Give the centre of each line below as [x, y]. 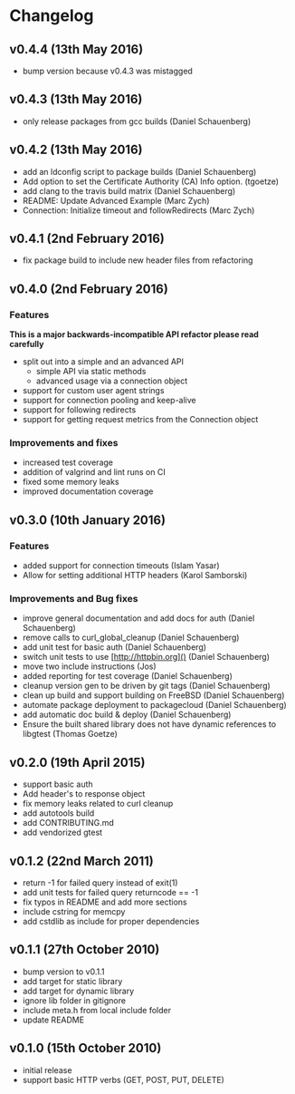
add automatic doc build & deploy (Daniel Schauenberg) [127, 715]
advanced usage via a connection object [112, 381]
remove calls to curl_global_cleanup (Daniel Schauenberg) [131, 638]
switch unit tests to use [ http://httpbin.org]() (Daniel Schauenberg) [146, 657]
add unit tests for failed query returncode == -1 [110, 893]
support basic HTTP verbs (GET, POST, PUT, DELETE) [123, 1079]
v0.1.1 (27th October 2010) [85, 949]
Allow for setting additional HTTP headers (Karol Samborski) [135, 576]
